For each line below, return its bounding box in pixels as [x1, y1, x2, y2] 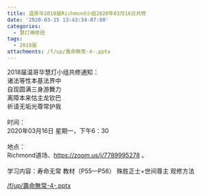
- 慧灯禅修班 [13, 29, 46, 36]
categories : [7, 23, 41, 29]
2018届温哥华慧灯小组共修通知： [7, 68, 99, 76]
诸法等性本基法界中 [7, 76, 62, 84]
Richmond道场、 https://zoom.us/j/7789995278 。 [7, 151, 148, 159]
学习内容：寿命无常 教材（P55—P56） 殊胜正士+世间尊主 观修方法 [7, 167, 195, 175]
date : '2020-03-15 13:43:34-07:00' [7, 16, 109, 23]
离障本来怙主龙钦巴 [7, 93, 62, 101]
